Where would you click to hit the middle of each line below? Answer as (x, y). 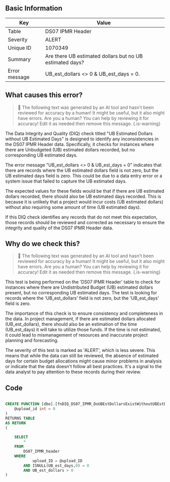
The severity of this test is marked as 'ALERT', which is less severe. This (80, 350)
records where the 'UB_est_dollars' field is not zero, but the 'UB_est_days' (82, 298)
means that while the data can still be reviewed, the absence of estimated (82, 356)
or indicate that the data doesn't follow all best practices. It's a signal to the (83, 367)
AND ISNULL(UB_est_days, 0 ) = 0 (56, 465)
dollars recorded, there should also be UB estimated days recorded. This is (83, 196)
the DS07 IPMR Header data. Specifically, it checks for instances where (80, 144)
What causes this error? (44, 95)
